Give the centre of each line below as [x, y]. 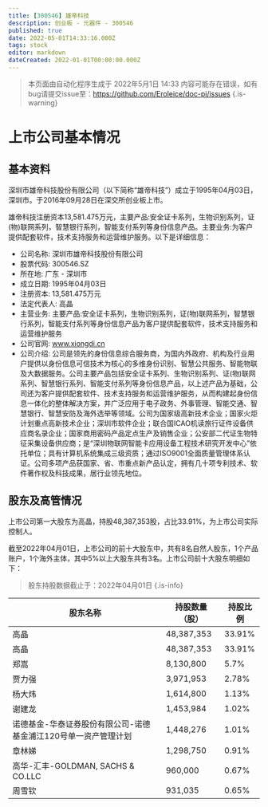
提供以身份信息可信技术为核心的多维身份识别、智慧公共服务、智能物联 [142, 363]
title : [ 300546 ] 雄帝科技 [49, 16]
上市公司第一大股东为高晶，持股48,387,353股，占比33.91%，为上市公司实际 [133, 521]
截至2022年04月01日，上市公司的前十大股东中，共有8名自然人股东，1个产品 [134, 548]
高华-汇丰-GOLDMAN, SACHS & [73, 766]
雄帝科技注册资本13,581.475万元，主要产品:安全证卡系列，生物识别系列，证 [132, 217]
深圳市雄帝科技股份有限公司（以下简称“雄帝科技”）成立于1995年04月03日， [133, 190]
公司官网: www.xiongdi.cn [62, 343]
